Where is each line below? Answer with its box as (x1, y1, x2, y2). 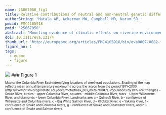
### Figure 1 (11, 72, 37, 78)
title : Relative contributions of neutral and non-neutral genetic (5, 12, 147, 17)
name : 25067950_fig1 (5, 7, 48, 12)
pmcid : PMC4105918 (5, 21, 43, 26)
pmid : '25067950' (5, 26, 41, 31)
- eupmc (9, 53, 26, 58)
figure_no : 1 (5, 44, 32, 49)
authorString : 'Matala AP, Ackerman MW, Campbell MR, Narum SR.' (5, 16, 142, 21)
